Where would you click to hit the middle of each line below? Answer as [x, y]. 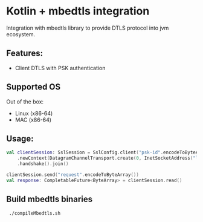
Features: [25, 54]
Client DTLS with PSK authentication [60, 68]
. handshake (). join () [43, 164]
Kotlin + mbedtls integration [78, 11]
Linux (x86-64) [34, 113]
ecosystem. [21, 34]
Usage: [20, 138]
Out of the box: [25, 102]
